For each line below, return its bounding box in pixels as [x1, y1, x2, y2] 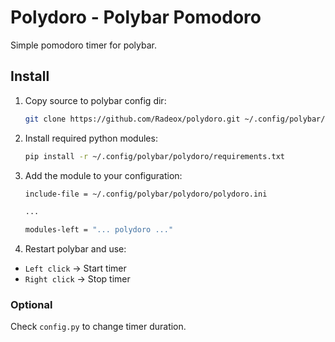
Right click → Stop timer [24, 273, 131, 285]
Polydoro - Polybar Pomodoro [10, 6, 262, 29]
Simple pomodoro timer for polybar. [10, 39, 158, 51]
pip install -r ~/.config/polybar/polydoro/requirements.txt [24, 151, 286, 161]
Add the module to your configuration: [24, 169, 183, 181]
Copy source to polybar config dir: [24, 94, 167, 106]
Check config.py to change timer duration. [10, 321, 187, 333]
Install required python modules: [24, 132, 158, 144]
